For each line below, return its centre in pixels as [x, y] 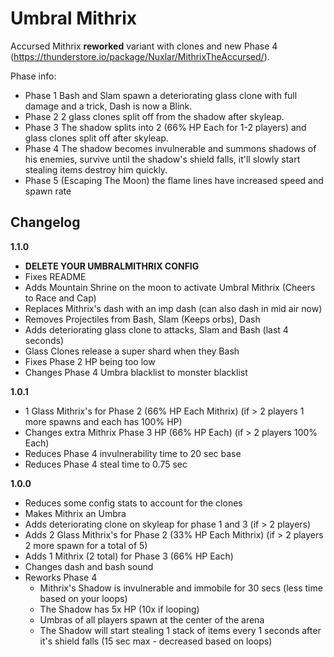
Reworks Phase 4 [61, 577]
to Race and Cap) [60, 298]
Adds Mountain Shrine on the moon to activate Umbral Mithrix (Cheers [170, 287]
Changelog [45, 222]
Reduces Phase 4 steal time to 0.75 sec [106, 464]
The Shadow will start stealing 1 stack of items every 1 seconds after [180, 630]
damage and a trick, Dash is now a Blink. [108, 106]
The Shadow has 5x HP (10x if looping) [119, 609]
